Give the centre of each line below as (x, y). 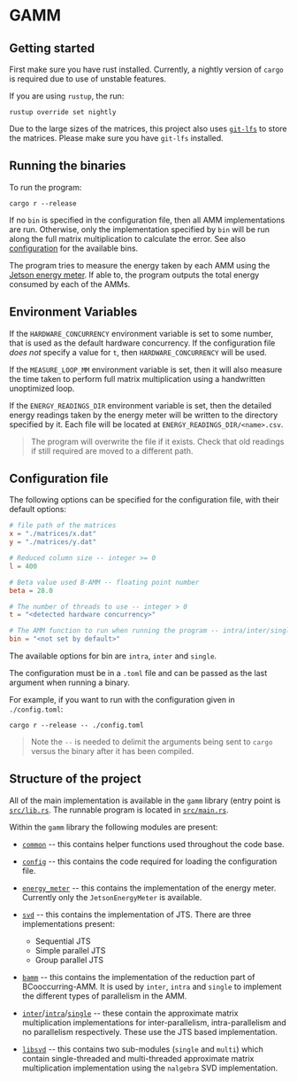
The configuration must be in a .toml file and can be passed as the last (138, 673)
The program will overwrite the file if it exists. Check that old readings (157, 441)
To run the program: (46, 187)
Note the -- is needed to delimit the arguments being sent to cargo (152, 742)
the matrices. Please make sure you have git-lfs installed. (116, 138)
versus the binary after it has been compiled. (112, 751)
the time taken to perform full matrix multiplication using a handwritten (137, 378)
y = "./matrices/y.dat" (53, 542)
